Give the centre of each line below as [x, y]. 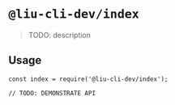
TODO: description [60, 35]
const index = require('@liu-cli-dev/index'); [88, 79]
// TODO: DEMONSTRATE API [52, 93]
